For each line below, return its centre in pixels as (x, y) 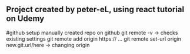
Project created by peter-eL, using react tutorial (95, 10)
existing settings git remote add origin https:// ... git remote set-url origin (94, 39)
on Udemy (25, 19)
